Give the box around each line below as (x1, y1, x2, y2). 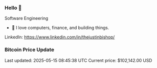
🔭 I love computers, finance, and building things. (11, 25, 110, 31)
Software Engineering (4, 16, 48, 21)
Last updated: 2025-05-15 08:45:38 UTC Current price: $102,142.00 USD (4, 57, 153, 63)
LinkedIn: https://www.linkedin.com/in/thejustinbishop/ (4, 34, 115, 40)
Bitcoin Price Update (4, 46, 54, 53)
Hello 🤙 (4, 4, 22, 11)
